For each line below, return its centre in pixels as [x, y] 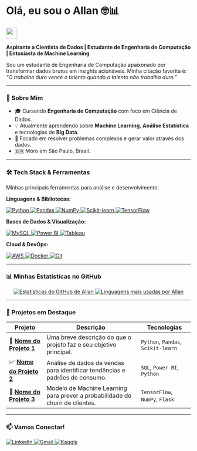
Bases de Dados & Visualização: [46, 221]
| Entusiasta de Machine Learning [48, 53]
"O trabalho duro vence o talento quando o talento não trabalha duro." [91, 77]
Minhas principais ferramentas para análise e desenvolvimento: [83, 187]
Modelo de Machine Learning [87, 388]
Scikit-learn [159, 348]
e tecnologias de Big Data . [47, 133]
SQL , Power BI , [159, 367]
